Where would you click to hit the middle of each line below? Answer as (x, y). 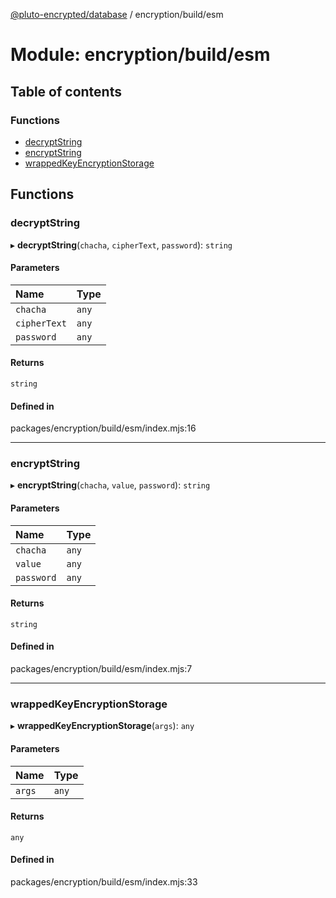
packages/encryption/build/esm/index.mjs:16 (103, 428)
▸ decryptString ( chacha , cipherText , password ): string (121, 245)
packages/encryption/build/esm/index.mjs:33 (104, 881)
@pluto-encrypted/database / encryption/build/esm (117, 14)
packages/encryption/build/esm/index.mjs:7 (101, 669)
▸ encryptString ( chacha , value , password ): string (110, 485)
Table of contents (66, 91)
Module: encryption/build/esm (140, 55)
